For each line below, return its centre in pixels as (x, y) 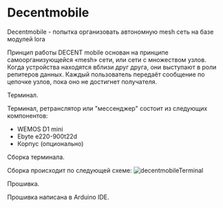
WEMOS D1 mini (40, 129)
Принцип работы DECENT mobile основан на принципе (88, 52)
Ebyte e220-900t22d (47, 136)
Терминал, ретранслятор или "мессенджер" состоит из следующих (107, 108)
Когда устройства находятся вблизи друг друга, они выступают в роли (112, 67)
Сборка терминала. (36, 157)
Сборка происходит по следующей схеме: (70, 170)
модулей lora (26, 39)
